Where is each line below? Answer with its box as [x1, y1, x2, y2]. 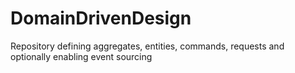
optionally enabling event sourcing [10, 50, 153, 62]
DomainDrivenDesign [10, 7, 192, 30]
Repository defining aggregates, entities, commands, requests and [10, 40, 285, 52]
